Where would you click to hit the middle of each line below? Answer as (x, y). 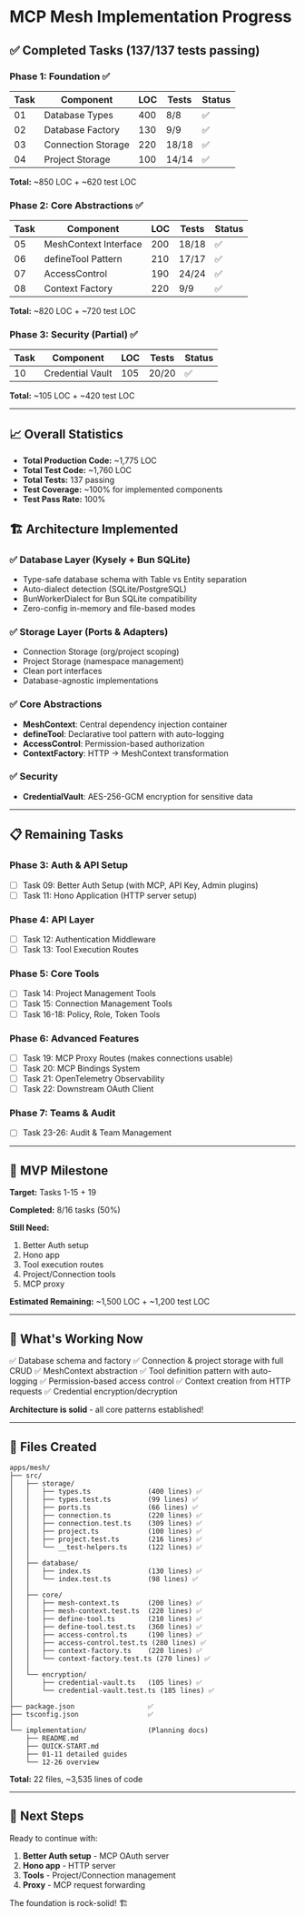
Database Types (79, 115)
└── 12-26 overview (63, 1762)
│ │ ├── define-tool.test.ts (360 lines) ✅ (106, 1627)
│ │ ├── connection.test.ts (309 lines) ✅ (106, 1523)
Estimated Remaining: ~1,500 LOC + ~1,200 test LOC (110, 1302)
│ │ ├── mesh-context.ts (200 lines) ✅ (106, 1603)
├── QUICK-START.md (63, 1746)
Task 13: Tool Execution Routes (80, 950)
